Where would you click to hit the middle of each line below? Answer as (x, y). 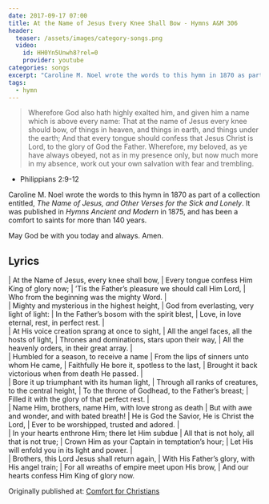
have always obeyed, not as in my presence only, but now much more (143, 155)
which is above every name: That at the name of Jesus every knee (137, 122)
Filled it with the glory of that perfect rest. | (79, 399)
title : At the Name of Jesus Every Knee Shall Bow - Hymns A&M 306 (123, 23)
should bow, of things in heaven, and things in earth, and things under (143, 130)
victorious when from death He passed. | (76, 374)
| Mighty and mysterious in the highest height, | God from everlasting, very (131, 306)
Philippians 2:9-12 (50, 179)
